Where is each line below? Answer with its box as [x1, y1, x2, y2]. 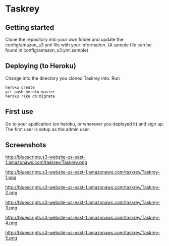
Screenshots [5, 141, 46, 149]
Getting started [5, 23, 54, 32]
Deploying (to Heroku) [5, 61, 77, 71]
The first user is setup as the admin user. [5, 126, 90, 132]
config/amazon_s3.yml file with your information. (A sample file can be [5, 42, 152, 48]
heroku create [5, 85, 35, 90]
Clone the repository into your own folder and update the [5, 36, 124, 42]
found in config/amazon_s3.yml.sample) [5, 47, 89, 53]
